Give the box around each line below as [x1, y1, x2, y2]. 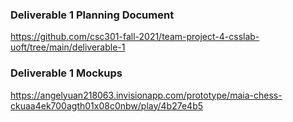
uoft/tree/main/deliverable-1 [10, 41, 126, 53]
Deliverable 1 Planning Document [10, 8, 175, 22]
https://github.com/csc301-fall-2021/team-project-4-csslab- [10, 31, 260, 43]
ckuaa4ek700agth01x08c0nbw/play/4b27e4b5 [10, 99, 204, 112]
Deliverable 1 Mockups [10, 66, 123, 80]
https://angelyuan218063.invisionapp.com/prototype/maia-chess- [10, 89, 283, 101]
